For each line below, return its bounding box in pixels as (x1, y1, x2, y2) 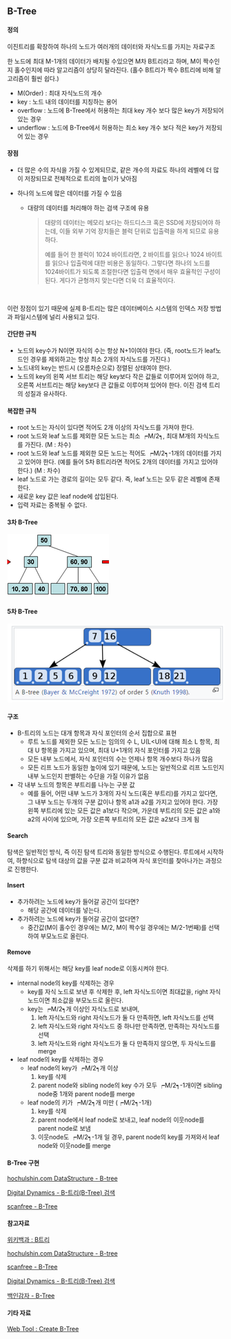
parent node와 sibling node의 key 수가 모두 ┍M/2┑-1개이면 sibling (37, 1081, 223, 1089)
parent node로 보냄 (37, 1124, 91, 1133)
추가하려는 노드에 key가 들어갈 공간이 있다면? (17, 897, 139, 906)
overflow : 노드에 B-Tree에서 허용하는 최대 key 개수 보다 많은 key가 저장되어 (17, 106, 224, 115)
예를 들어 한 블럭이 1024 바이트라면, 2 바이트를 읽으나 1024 (44, 250, 205, 258)
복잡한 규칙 (7, 406, 37, 415)
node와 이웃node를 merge (37, 1142, 111, 1150)
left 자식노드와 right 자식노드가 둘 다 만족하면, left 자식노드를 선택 (37, 1013, 214, 1022)
